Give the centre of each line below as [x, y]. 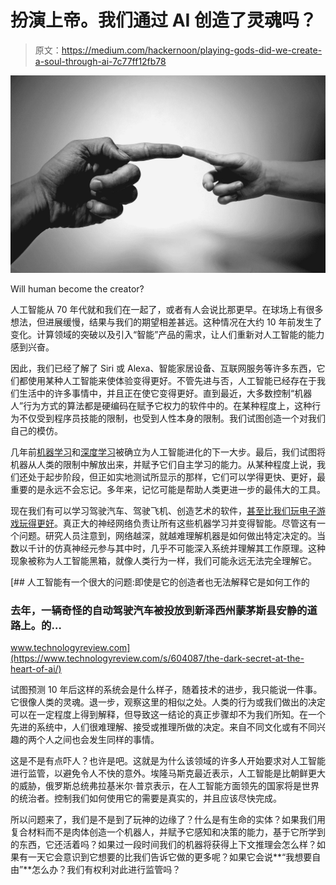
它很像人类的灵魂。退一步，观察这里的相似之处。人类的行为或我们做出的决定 [168, 702]
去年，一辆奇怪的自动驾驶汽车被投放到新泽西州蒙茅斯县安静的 [159, 610]
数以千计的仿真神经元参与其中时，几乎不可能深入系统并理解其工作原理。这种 [168, 548]
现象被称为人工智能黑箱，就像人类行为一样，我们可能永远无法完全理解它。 [163, 560]
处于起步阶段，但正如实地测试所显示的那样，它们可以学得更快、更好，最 [176, 477]
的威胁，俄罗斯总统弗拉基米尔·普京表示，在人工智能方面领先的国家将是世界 [165, 786]
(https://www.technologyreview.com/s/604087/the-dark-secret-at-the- [157, 658]
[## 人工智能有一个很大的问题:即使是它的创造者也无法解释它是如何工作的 [160, 582]
